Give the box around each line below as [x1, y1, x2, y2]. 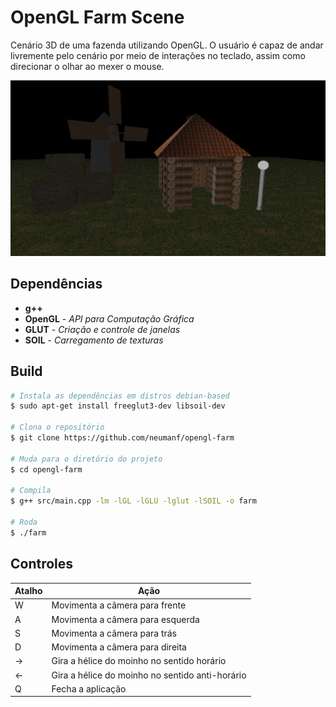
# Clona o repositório [10, 422, 105, 433]
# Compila [10, 486, 52, 496]
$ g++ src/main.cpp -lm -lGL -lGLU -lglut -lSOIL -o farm [10, 496, 257, 506]
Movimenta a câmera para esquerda [51, 613, 200, 625]
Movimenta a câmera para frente [51, 599, 187, 611]
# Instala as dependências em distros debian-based [10, 391, 230, 401]
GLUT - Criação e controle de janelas [24, 323, 181, 335]
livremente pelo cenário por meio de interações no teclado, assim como [10, 49, 306, 61]
